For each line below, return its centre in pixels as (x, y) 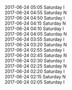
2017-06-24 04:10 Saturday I (34, 29)
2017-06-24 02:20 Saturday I (35, 71)
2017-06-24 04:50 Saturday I (35, 18)
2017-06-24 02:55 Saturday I (34, 50)
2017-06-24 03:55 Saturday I (34, 39)
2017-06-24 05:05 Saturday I (34, 7)
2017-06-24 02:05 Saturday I (35, 82)
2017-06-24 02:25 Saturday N (36, 66)
